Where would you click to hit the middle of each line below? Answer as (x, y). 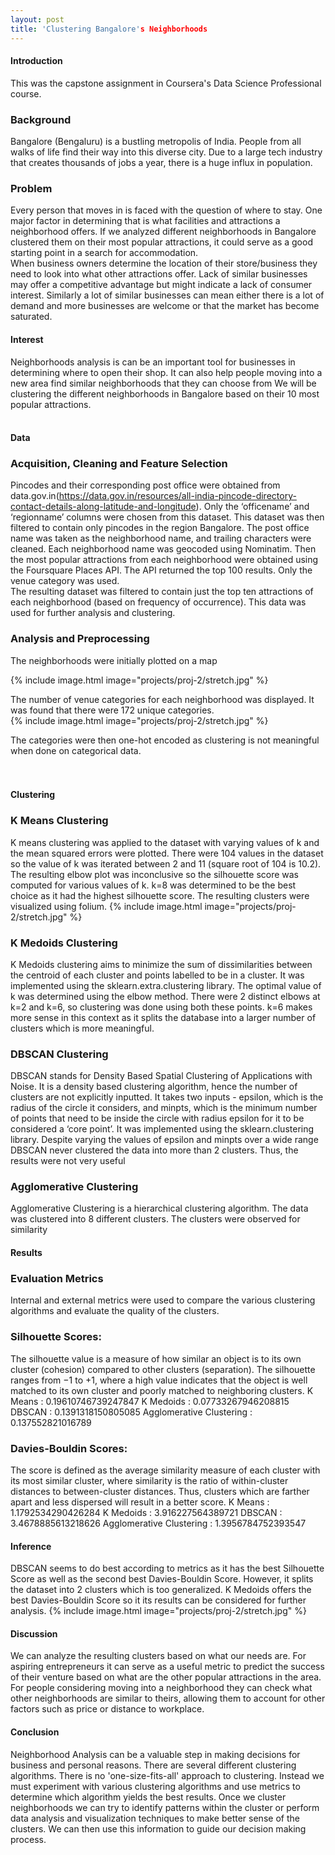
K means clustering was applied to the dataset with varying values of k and (165, 842)
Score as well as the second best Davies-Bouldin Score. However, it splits (162, 1579)
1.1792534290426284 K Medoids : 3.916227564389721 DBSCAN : (146, 1512)
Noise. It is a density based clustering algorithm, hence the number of (154, 1087)
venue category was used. (65, 581)
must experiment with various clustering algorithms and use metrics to (155, 1786)
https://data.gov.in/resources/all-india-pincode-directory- (177, 496)
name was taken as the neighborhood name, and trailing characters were (161, 538)
